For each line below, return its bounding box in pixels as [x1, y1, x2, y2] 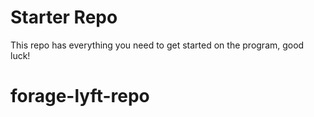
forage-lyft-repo [10, 85, 150, 108]
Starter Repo [10, 6, 118, 29]
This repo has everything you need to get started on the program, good [10, 39, 305, 51]
